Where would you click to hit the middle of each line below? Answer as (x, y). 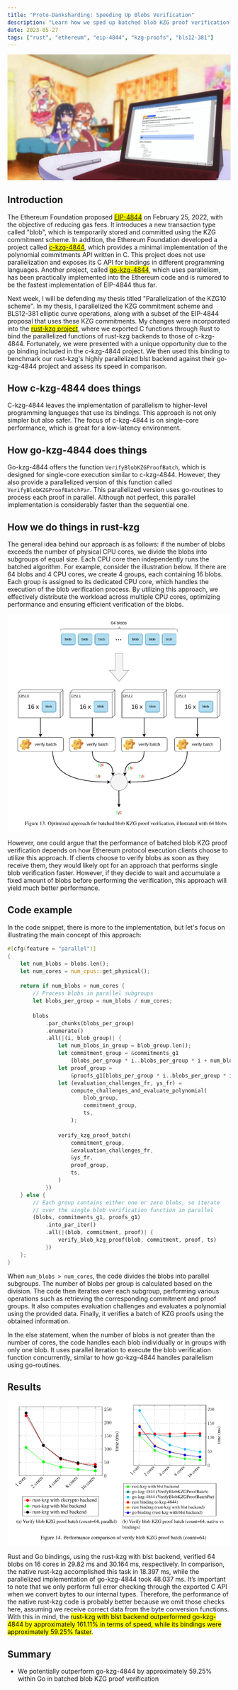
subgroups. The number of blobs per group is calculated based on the (110, 1283)
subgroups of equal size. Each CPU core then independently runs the (108, 559)
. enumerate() (64, 1031)
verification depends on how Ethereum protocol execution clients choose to (118, 850)
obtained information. (39, 1321)
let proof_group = (85, 1068)
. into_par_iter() (71, 1225)
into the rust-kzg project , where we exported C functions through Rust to (114, 329)
